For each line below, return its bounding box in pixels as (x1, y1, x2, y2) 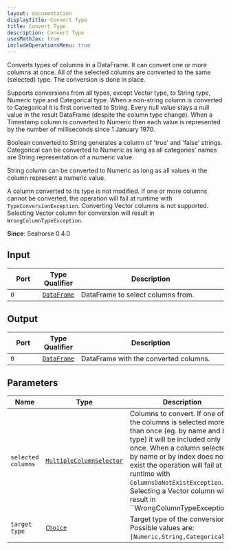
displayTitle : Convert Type (7, 16, 88, 23)
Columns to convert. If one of (129, 409, 225, 419)
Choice (45, 524, 67, 532)
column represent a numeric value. (7, 174, 106, 182)
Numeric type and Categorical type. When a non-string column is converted (7, 96, 223, 104)
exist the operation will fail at (129, 461, 222, 470)
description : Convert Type (7, 29, 85, 36)
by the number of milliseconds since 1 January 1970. (7, 125, 155, 133)
